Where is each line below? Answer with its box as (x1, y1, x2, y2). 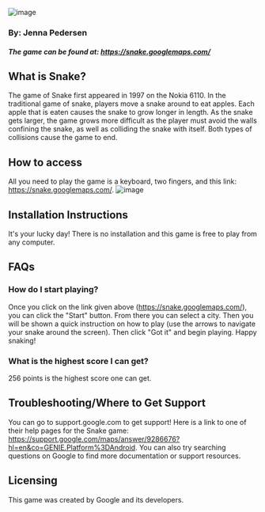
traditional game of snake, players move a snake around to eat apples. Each (8, 99, 255, 108)
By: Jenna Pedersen (8, 27, 88, 38)
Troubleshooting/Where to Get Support (8, 396, 206, 410)
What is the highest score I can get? (8, 355, 149, 366)
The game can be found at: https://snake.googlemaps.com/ (8, 47, 211, 56)
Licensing (8, 474, 58, 487)
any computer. (8, 237, 55, 247)
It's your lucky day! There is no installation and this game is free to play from (8, 229, 257, 238)
